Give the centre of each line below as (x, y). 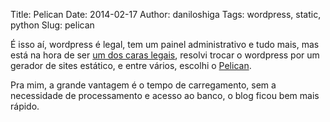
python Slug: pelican (52, 25)
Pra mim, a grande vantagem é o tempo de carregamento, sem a (143, 85)
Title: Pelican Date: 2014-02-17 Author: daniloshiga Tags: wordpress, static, (166, 14)
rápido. (25, 106)
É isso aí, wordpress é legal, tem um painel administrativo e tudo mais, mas (165, 44)
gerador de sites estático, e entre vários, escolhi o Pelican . (131, 65)
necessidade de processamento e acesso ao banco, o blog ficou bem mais (165, 95)
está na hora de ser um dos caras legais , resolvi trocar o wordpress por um (165, 55)
